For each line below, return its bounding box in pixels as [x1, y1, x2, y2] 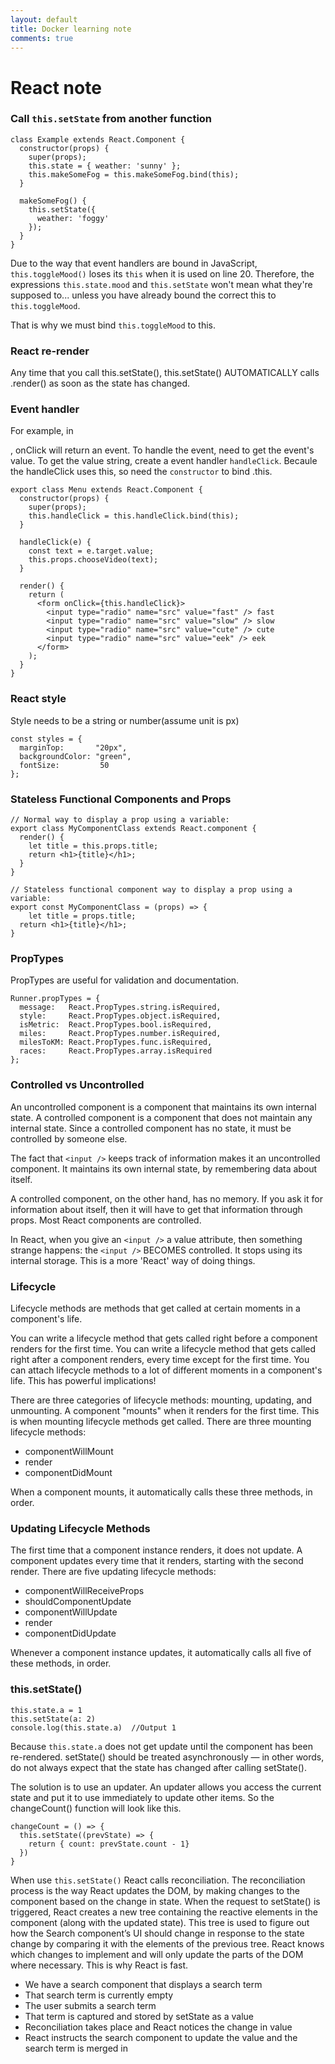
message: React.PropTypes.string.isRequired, [19, 1002, 222, 1013]
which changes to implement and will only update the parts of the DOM [10, 1948, 304, 1960]
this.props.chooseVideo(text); [28, 555, 159, 565]
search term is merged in [24, 2042, 128, 2054]
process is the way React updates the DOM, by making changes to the [10, 1884, 300, 1896]
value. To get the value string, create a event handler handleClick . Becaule [10, 455, 318, 467]
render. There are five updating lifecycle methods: [10, 1566, 217, 1578]
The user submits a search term [24, 1999, 157, 2011]
